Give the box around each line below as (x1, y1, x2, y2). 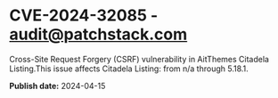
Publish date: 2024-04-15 (9, 80, 106, 91)
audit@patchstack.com (9, 24, 188, 45)
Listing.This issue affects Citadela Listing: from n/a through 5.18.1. (9, 63, 249, 74)
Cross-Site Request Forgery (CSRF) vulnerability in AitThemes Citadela (9, 53, 270, 64)
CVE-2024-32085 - (9, 5, 159, 26)
